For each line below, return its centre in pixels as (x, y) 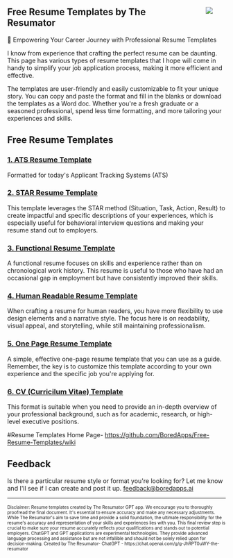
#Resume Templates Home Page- (55, 434)
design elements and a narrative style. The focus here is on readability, (109, 319)
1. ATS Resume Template (50, 160)
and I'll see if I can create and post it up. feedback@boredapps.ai (101, 488)
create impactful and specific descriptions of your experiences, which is (110, 215)
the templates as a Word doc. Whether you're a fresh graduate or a (103, 103)
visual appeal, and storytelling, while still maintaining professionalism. (106, 325)
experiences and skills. (40, 118)
